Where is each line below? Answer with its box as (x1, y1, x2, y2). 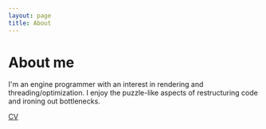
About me (8, 53, 75, 72)
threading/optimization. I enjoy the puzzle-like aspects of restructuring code (8, 88, 259, 98)
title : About (8, 19, 52, 27)
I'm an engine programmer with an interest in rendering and (8, 80, 204, 89)
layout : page (8, 11, 52, 20)
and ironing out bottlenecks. (8, 96, 101, 106)
